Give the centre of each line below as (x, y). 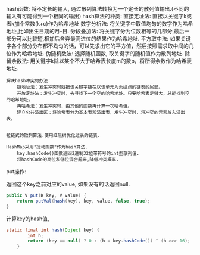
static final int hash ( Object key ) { (53, 230)
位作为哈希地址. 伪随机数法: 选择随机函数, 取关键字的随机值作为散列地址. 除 (98, 53)
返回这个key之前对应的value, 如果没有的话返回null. (68, 184)
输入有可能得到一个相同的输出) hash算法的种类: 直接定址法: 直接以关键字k (96, 16)
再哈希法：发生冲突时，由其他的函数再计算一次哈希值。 (74, 106)
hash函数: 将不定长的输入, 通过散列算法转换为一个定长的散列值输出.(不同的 (98, 9)
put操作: (16, 171)
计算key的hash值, (28, 219)
